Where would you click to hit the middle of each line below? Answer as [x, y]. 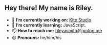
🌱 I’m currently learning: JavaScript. [49, 25]
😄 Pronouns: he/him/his [37, 37]
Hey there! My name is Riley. [49, 8]
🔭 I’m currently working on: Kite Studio [51, 20]
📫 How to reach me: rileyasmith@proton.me [57, 30]
